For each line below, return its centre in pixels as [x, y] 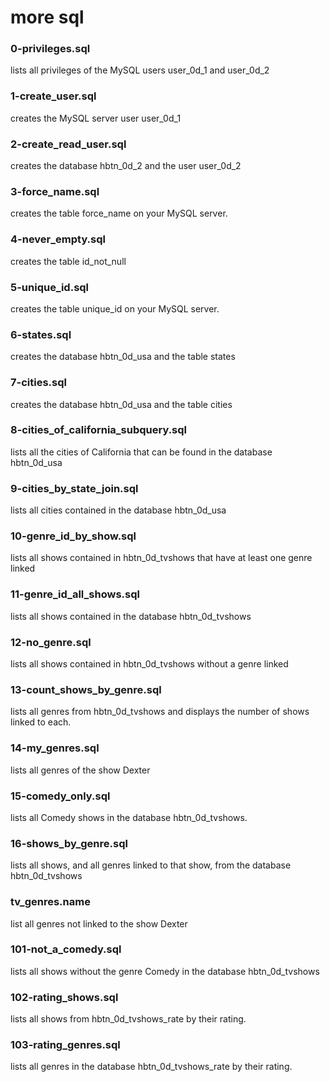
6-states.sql [41, 334]
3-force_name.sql [55, 191]
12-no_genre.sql [51, 642]
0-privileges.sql [50, 49]
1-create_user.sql [53, 96]
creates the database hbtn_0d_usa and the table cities [121, 404]
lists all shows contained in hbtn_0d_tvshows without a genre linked [149, 664]
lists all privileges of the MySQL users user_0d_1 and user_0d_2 [140, 70]
